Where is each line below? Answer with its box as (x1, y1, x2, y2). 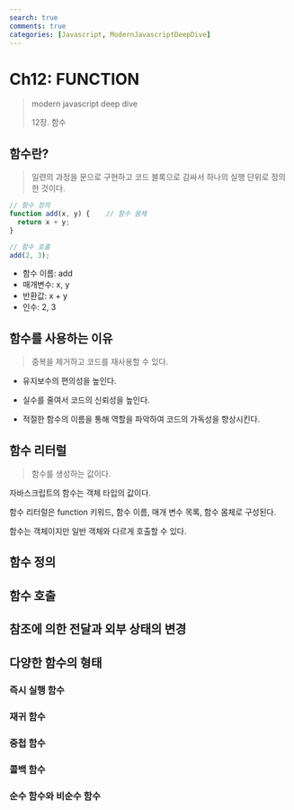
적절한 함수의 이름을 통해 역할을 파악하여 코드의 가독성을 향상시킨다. (22, 414, 261, 424)
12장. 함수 (31, 117, 67, 128)
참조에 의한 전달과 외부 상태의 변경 (9, 622, 187, 637)
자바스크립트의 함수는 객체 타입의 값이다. (9, 487, 151, 498)
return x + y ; (17, 217, 70, 226)
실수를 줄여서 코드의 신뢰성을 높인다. (22, 395, 150, 405)
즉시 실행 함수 (9, 684, 66, 696)
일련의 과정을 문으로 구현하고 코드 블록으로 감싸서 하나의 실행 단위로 (31, 172, 270, 183)
